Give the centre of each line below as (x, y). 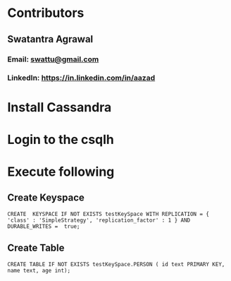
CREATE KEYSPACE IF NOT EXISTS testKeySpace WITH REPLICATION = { (108, 214)
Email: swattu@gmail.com (53, 59)
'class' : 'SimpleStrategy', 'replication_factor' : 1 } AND (99, 220)
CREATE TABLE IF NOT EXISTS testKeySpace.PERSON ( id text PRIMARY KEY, (116, 264)
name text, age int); (39, 270)
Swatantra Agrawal (50, 39)
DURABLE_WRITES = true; (44, 226)
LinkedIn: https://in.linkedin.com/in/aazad (81, 78)
